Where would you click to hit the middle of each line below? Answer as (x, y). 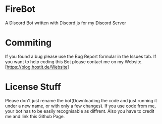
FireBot (20, 9)
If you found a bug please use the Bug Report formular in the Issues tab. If (81, 56)
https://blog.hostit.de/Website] (38, 67)
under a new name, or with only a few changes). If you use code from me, (81, 106)
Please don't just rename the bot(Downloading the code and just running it (81, 100)
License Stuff (33, 87)
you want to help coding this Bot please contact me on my (64, 62)
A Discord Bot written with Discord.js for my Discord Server (66, 23)
